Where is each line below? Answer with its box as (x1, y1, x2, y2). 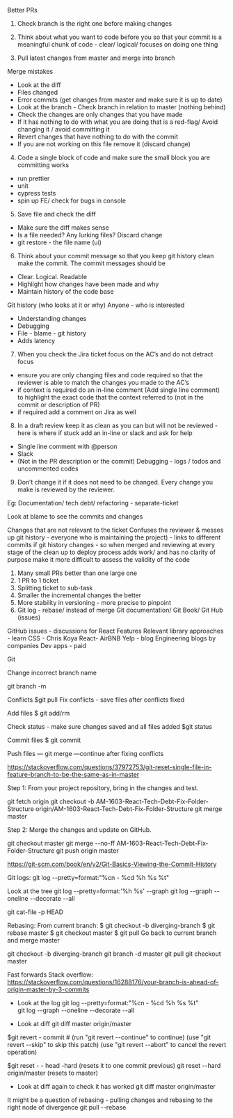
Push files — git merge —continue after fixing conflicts (7, 750, 164, 757)
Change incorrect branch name (7, 668, 97, 677)
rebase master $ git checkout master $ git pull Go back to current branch (7, 929, 217, 937)
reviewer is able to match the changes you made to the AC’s (17, 379, 190, 386)
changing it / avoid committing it (17, 125, 110, 133)
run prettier (17, 174, 50, 182)
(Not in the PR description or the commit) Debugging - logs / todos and (17, 457, 221, 465)
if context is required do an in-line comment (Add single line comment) (17, 386, 220, 394)
